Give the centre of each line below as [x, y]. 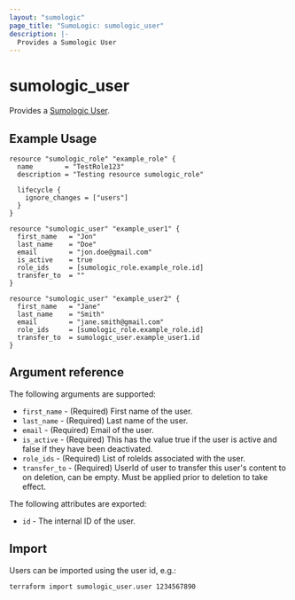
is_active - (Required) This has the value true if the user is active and [149, 439]
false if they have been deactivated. [87, 448]
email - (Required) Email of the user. [88, 430]
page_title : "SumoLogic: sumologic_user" [87, 26]
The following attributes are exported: [78, 503]
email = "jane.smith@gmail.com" [91, 322]
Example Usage [53, 138]
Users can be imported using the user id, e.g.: [93, 570]
